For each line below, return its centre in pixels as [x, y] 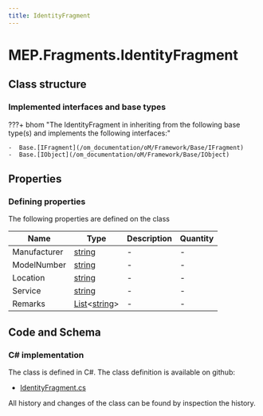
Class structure [47, 84]
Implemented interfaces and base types [87, 107]
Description [150, 238]
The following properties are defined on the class [89, 219]
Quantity [197, 238]
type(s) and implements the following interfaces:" [90, 133]
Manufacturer [38, 252]
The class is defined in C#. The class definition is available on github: [122, 372]
